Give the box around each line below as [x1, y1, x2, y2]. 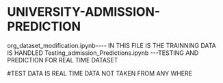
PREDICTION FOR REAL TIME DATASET [7, 56, 118, 64]
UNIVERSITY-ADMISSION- [7, 4, 161, 20]
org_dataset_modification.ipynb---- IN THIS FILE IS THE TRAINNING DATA [7, 41, 217, 49]
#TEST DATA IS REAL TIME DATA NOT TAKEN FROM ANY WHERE [7, 69, 193, 78]
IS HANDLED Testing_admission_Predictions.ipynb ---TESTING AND [7, 49, 199, 57]
